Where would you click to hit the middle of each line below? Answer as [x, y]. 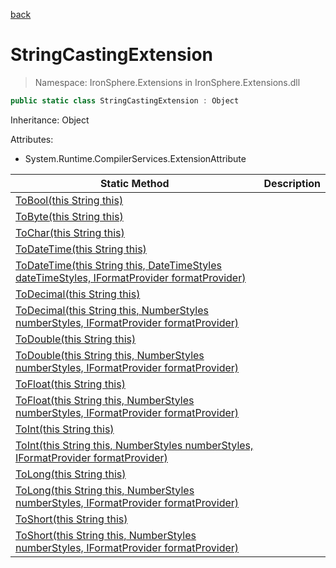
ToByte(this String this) [69, 216]
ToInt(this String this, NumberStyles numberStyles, [134, 445]
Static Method [134, 183]
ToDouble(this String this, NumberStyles [110, 355]
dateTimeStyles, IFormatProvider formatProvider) [131, 277]
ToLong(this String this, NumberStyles [105, 490]
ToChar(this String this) [70, 232]
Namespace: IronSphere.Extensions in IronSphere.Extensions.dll [167, 82]
